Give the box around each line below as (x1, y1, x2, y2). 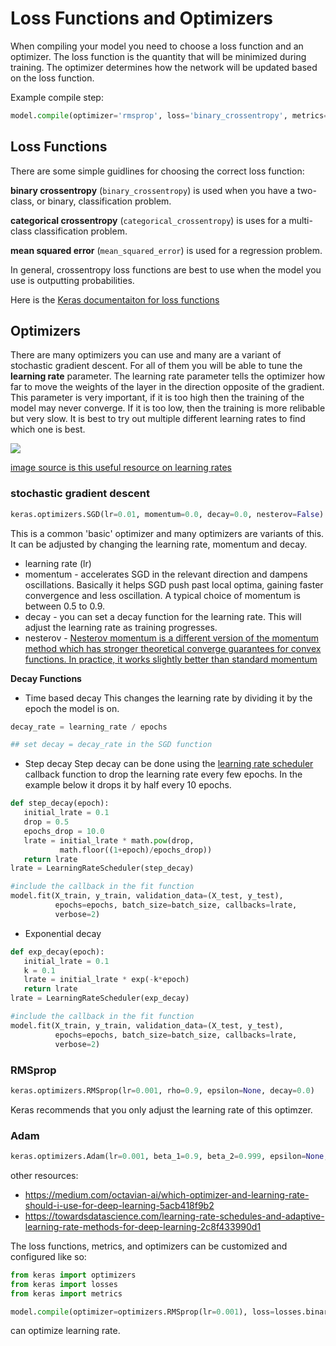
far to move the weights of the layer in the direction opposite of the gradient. (10, 381, 325, 393)
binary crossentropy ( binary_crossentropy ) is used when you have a (10, 184, 296, 196)
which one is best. (10, 423, 86, 436)
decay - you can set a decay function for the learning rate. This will (24, 610, 302, 622)
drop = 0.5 (23, 817, 70, 827)
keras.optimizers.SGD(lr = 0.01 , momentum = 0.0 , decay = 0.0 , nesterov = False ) (10, 509, 325, 519)
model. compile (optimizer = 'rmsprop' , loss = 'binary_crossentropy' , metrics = (10, 110, 329, 121)
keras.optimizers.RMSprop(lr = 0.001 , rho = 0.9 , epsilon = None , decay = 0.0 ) (10, 1085, 315, 1096)
